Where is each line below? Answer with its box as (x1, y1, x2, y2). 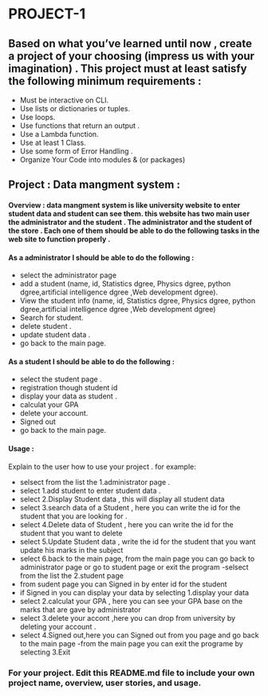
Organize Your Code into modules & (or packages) (19, 155, 186, 164)
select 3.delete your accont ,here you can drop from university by (19, 613, 236, 622)
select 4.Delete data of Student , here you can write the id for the (19, 519, 234, 529)
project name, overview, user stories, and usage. (8, 677, 202, 688)
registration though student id (19, 383, 118, 393)
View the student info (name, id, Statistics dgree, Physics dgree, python (19, 296, 256, 306)
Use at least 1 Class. (19, 138, 86, 147)
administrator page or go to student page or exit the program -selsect (19, 562, 249, 572)
